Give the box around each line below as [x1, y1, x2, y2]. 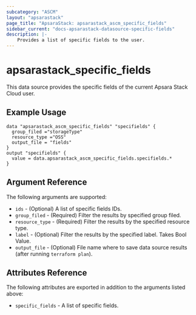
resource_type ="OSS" [12, 134, 67, 140]
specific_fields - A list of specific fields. [15, 302, 119, 310]
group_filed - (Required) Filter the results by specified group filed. [15, 211, 181, 218]
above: [6, 290, 24, 297]
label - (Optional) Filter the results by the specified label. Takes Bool [15, 231, 187, 238]
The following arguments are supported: [6, 193, 107, 200]
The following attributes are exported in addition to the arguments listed [6, 283, 186, 291]
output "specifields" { [6, 150, 67, 156]
